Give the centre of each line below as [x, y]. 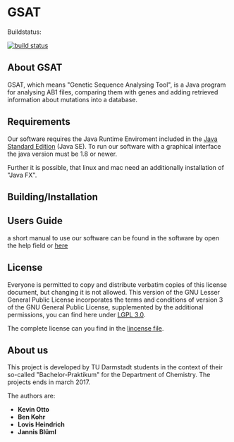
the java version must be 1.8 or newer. [62, 154]
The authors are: [31, 396]
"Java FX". [22, 175]
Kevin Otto [33, 410]
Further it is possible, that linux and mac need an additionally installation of [116, 167]
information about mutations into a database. [72, 99]
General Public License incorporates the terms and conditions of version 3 [115, 300]
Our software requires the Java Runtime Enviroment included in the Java [112, 139]
